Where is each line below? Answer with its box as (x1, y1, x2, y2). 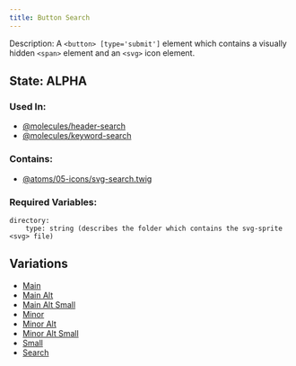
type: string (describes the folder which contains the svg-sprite (25, 224, 283, 233)
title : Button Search (9, 13, 91, 22)
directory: (9, 216, 50, 225)
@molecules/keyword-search (22, 130, 132, 141)
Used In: (9, 100, 47, 112)
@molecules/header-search (22, 121, 126, 131)
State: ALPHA (9, 74, 88, 89)
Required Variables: (9, 195, 97, 208)
